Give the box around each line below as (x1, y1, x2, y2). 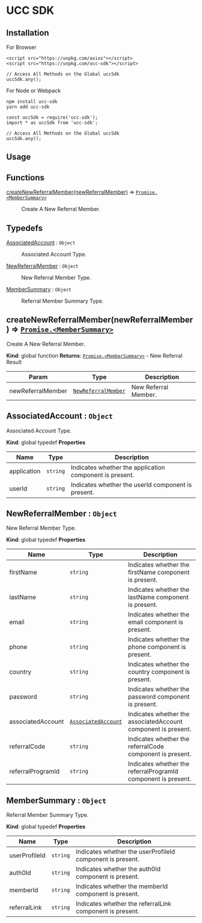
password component (127, 693, 190, 701)
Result (6, 358, 22, 366)
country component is (127, 668, 191, 676)
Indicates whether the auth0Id (76, 865, 161, 874)
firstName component (127, 568, 190, 577)
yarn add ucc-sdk (6, 104, 50, 110)
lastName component (127, 593, 189, 601)
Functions (6, 173, 45, 183)
